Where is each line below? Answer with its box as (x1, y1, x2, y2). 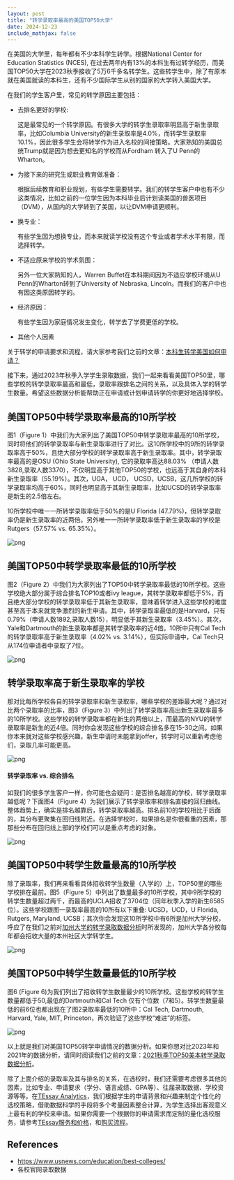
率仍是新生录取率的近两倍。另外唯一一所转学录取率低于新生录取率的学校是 (7, 516, 221, 524)
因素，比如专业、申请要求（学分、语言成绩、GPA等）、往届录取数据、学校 (7, 1083, 218, 1091)
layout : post (7, 10, 45, 17)
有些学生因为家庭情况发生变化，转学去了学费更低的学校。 (17, 318, 182, 326)
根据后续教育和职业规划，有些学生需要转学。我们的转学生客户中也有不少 (17, 185, 225, 194)
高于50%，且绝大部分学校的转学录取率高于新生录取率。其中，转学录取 (19, 449, 222, 457)
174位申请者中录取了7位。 (13, 641, 88, 650)
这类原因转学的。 (29, 288, 79, 297)
